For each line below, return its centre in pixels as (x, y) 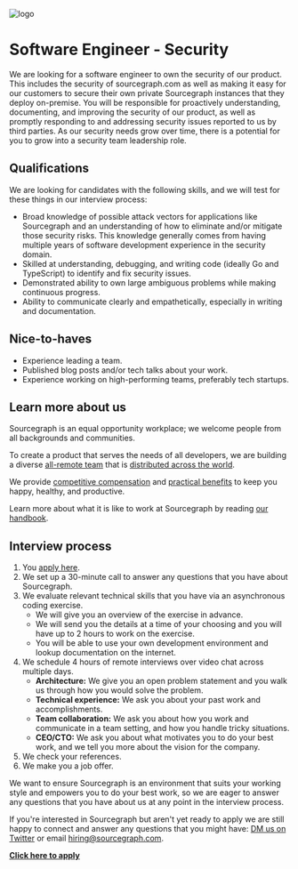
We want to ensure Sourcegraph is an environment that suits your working (145, 784)
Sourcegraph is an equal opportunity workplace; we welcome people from (145, 429)
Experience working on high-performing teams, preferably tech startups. (155, 379)
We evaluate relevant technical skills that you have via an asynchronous (153, 596)
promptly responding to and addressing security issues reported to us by (143, 121)
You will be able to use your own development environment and (152, 643)
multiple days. (48, 672)
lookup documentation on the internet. (105, 653)
